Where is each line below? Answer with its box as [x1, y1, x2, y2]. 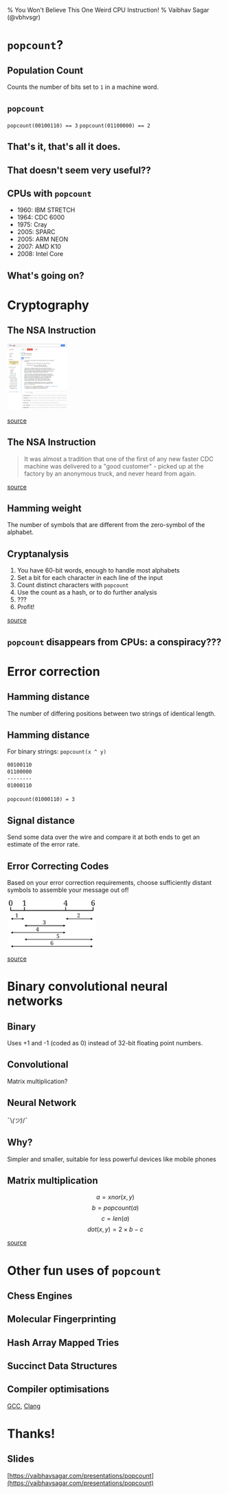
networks [7, 994, 63, 1009]
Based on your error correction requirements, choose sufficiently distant [7, 879, 212, 887]
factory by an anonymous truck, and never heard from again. [23, 469, 197, 478]
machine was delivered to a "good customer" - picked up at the [23, 462, 204, 470]
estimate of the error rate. [7, 840, 80, 849]
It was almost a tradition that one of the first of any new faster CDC [23, 454, 214, 463]
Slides [7, 1453, 34, 1465]
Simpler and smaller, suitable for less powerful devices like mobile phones [7, 1155, 216, 1163]
